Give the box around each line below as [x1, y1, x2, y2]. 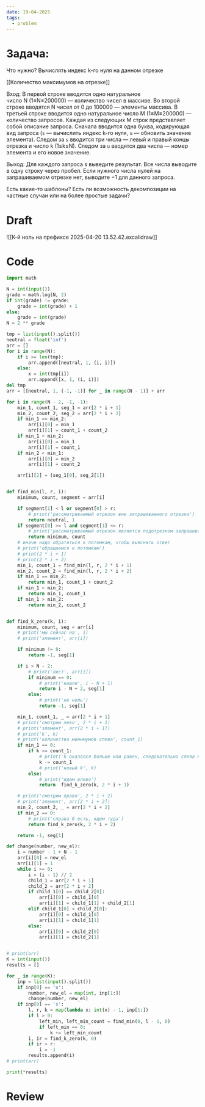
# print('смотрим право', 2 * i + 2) [17, 793, 113, 799]
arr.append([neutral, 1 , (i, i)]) [28, 360, 116, 366]
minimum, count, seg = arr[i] [17, 624, 95, 630]
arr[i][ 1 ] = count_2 [28, 462, 81, 468]
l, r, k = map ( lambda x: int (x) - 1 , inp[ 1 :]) [28, 1007, 149, 1014]
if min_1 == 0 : [17, 742, 56, 749]
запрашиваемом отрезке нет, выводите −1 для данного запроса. [6, 173, 175, 181]
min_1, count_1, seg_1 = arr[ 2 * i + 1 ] [17, 404, 121, 411]
